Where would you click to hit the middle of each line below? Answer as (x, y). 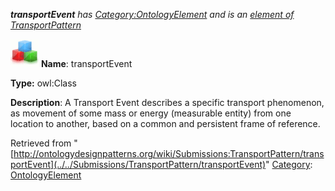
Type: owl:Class (43, 83)
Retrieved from (41, 143)
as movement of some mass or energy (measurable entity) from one (151, 113)
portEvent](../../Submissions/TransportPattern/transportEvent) (138, 164)
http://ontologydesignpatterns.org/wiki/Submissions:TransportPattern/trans (169, 153)
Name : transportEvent (86, 63)
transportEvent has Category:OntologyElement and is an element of (152, 14)
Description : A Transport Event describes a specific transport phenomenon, (167, 102)
